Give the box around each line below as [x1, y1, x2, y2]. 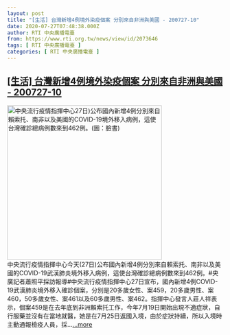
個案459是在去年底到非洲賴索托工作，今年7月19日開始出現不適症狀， [19, 303, 215, 311]
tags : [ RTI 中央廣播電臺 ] [7, 42, 81, 49]
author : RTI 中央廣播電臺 [7, 29, 76, 36]
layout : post [7, 10, 45, 17]
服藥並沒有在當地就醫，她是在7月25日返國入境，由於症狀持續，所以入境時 [12, 312, 222, 320]
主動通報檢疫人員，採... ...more [7, 320, 93, 328]
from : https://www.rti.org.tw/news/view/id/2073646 [7, 36, 158, 43]
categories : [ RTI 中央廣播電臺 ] [7, 49, 100, 56]
